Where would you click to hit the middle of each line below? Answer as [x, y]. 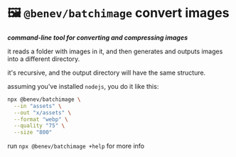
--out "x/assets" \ [43, 113]
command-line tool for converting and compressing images [98, 37]
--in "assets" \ [38, 106]
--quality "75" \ [39, 126]
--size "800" [33, 132]
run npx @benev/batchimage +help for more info [76, 146]
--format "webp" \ [41, 119]
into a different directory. [44, 59]
